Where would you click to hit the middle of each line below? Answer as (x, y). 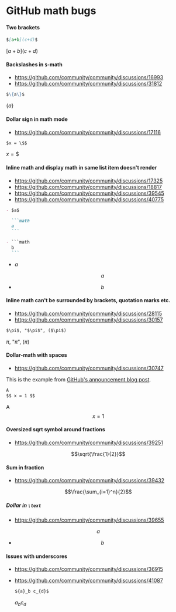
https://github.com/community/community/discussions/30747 (89, 368)
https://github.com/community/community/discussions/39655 (89, 520)
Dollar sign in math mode (37, 119)
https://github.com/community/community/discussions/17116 (87, 132)
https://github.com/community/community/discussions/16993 (89, 77)
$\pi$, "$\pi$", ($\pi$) (36, 330)
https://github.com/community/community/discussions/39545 (89, 193)
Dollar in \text (24, 505)
